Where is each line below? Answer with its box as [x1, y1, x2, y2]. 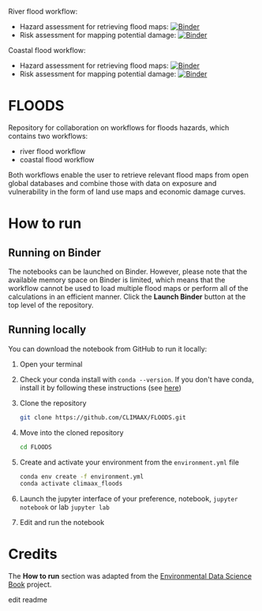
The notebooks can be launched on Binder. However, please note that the [8, 266, 248, 276]
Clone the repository [19, 398, 87, 408]
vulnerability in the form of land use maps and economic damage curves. [8, 187, 246, 196]
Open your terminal [19, 359, 83, 369]
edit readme [8, 595, 47, 605]
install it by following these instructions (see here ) [19, 382, 182, 393]
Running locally [8, 323, 87, 337]
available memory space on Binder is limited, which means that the [8, 275, 226, 285]
